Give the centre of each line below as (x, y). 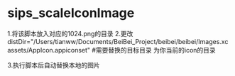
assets (17, 50)
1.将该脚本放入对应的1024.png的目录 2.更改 (70, 33)
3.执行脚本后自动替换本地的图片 (54, 65)
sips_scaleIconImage (71, 13)
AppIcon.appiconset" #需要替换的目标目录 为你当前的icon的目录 (122, 50)
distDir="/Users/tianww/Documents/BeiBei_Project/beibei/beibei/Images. (115, 41)
